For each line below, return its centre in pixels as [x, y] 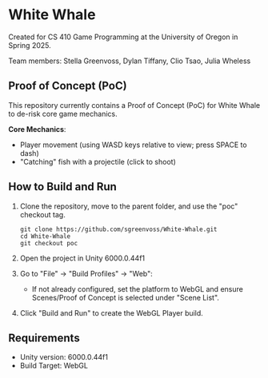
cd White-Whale [45, 236]
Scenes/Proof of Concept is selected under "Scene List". [126, 297]
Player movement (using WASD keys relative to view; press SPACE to [133, 145]
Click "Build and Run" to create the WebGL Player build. [112, 312]
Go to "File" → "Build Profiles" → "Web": [86, 273]
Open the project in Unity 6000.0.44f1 [82, 258]
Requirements [44, 338]
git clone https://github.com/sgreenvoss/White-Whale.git [118, 229]
